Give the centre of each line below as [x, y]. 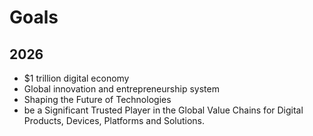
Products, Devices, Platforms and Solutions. [114, 120]
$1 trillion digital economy [76, 78]
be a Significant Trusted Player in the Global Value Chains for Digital [163, 110]
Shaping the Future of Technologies [97, 99]
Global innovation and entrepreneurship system [121, 89]
